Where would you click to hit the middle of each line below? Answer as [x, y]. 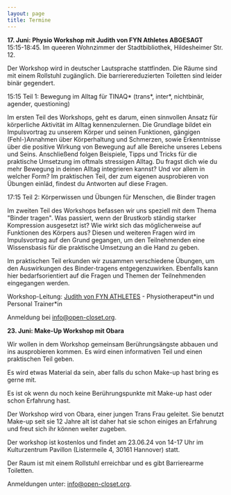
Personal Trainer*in [35, 303]
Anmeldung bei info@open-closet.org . [62, 317]
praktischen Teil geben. [41, 359]
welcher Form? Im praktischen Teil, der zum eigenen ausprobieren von [108, 176]
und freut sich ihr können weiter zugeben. [67, 428]
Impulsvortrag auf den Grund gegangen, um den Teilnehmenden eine [106, 240]
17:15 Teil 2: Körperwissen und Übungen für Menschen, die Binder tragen [112, 197]
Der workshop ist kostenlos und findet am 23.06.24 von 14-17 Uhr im [105, 442]
